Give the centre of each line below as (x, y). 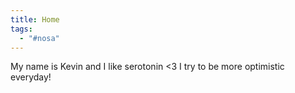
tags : (21, 29)
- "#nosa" (39, 38)
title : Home (35, 19)
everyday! (31, 77)
